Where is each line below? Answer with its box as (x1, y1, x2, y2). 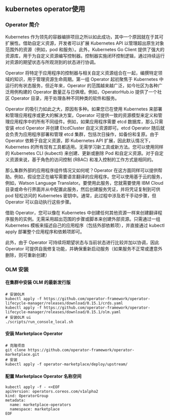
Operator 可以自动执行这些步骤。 (5, 199, 74, 205)
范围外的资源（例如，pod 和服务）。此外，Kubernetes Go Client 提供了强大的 (5, 46, 165, 52)
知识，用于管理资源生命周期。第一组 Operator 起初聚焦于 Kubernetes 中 (14, 76, 164, 82)
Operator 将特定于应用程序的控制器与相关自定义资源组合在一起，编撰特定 (5, 70, 158, 76)
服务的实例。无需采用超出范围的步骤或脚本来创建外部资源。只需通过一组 (9, 216, 160, 222)
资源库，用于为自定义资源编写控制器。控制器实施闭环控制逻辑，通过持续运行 (5, 53, 165, 59)
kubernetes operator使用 (5, 5, 86, 14)
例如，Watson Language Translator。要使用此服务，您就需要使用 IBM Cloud (5, 180, 163, 186)
